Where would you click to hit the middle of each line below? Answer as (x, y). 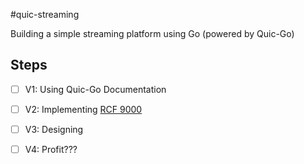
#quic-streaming (45, 14)
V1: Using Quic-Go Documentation (95, 89)
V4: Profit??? (51, 149)
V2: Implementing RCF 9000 (83, 109)
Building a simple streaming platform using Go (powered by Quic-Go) (152, 33)
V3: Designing (54, 129)
